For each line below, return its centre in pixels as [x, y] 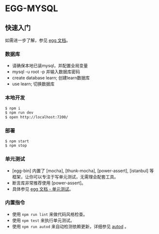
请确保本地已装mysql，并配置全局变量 [50, 66]
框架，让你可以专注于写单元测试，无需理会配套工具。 [65, 176]
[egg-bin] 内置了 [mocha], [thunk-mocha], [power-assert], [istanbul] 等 [83, 171]
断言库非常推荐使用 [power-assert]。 [49, 183]
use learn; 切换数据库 [33, 84]
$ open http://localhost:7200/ [37, 117]
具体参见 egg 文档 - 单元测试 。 [43, 189]
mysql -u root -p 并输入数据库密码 [46, 72]
